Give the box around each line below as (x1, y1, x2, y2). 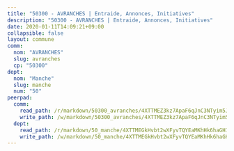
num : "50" (13, 88, 42, 95)
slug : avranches (13, 56, 61, 63)
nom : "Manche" (13, 74, 54, 82)
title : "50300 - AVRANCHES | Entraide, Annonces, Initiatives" (7, 10, 195, 17)
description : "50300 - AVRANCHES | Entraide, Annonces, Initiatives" (7, 17, 214, 24)
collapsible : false (7, 29, 64, 37)
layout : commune (7, 36, 54, 43)
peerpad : (7, 95, 33, 102)
